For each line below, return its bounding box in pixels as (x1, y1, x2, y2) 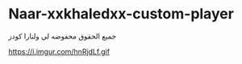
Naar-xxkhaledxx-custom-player (8, 5, 234, 23)
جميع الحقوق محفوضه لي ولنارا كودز (8, 31, 117, 41)
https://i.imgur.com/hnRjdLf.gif (8, 46, 111, 56)
